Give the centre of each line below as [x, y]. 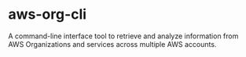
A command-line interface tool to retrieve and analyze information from [123, 36]
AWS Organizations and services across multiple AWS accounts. [112, 44]
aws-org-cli [48, 14]
